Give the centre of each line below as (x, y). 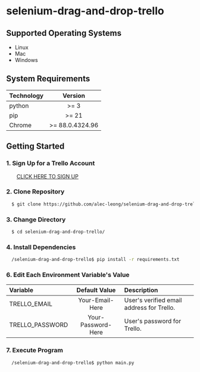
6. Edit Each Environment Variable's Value (68, 275)
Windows (26, 60)
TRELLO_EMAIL (31, 304)
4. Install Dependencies (41, 247)
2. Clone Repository (35, 192)
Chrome (20, 125)
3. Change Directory (36, 219)
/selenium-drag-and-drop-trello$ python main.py (73, 362)
